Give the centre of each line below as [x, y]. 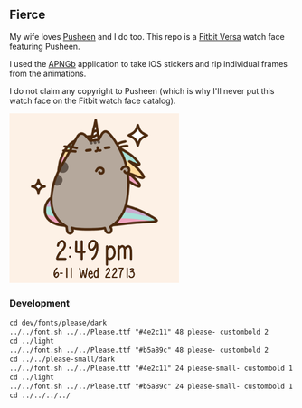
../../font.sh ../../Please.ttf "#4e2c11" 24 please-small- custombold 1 [151, 369]
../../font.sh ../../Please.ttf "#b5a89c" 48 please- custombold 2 [139, 351]
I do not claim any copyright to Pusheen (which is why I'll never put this [142, 90]
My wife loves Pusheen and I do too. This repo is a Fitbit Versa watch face [147, 36]
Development [40, 303]
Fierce [28, 15]
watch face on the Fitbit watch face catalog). [93, 100]
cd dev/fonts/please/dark [58, 323]
